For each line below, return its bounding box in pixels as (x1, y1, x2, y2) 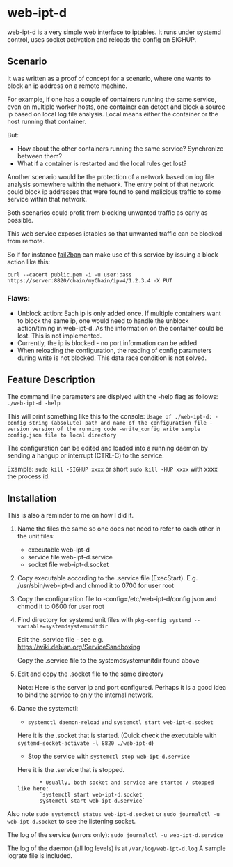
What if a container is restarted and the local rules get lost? (17, 159, 187, 167)
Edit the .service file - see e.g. (17, 635, 104, 643)
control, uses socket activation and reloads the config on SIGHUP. (7, 35, 197, 43)
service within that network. (7, 195, 87, 203)
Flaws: (7, 293, 31, 303)
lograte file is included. (7, 851, 73, 859)
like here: (17, 785, 49, 792)
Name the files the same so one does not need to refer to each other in (17, 525, 221, 533)
